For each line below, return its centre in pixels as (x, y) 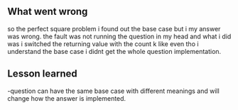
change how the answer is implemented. (67, 98)
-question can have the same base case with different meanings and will (114, 91)
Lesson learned (42, 74)
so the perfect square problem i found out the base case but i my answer (114, 28)
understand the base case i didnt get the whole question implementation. (114, 51)
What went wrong (48, 12)
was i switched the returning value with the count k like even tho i (103, 44)
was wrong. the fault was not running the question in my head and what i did (119, 36)
